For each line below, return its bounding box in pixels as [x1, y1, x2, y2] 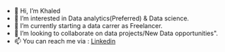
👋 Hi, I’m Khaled [13, 7, 61, 15]
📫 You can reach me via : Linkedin [13, 37, 116, 45]
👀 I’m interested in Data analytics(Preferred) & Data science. [13, 14, 190, 22]
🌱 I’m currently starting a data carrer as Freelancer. [13, 22, 163, 30]
